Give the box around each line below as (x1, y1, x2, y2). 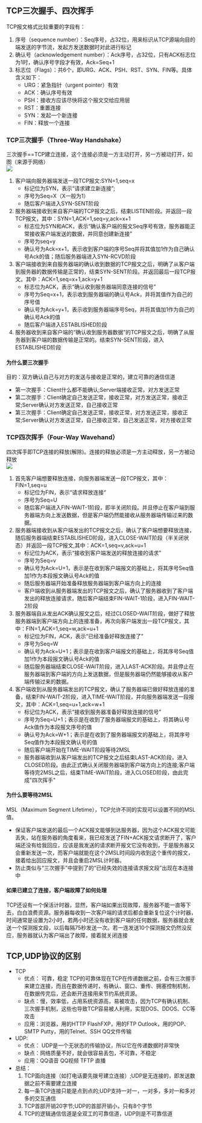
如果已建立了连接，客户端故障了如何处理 (6, 887, 107, 894)
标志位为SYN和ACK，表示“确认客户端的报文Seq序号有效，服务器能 (24, 223, 191, 230)
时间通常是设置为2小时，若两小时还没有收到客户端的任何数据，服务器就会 (6, 916, 189, 924)
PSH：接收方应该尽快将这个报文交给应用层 (24, 96, 130, 104)
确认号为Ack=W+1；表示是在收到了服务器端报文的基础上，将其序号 (24, 730, 191, 738)
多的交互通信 (24, 1095, 56, 1102)
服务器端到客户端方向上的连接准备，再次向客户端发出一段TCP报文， (14, 617, 185, 624)
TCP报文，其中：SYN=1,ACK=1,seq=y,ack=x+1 (14, 215, 131, 222)
